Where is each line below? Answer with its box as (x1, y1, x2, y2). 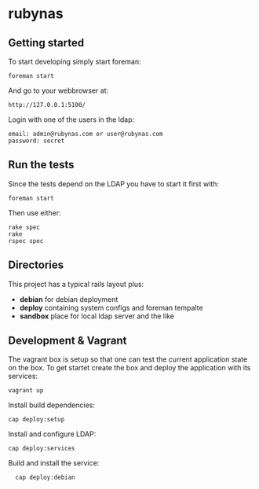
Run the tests (8, 158, 75, 171)
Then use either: (8, 208, 61, 217)
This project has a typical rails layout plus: (8, 279, 144, 289)
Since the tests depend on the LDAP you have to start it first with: (8, 178, 220, 189)
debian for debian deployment (19, 294, 119, 303)
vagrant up (8, 387, 44, 395)
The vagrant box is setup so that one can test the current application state (8, 355, 248, 364)
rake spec (8, 223, 41, 231)
